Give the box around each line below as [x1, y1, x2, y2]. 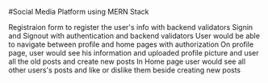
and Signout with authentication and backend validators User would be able [8, 31, 261, 40]
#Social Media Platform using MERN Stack [8, 7, 149, 16]
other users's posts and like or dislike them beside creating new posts [8, 65, 241, 75]
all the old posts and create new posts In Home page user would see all [8, 56, 246, 66]
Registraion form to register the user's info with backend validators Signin [8, 23, 253, 31]
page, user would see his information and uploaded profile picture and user [8, 48, 260, 57]
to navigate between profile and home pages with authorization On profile [8, 39, 254, 49]
